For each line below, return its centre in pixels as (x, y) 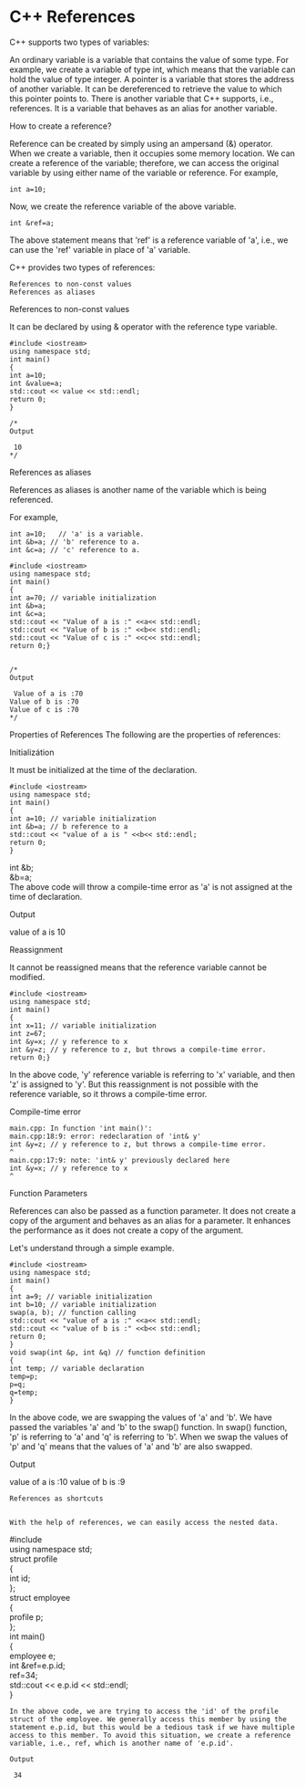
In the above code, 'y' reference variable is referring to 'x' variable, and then (152, 1074)
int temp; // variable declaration (77, 1368)
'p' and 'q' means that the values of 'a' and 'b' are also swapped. (131, 1446)
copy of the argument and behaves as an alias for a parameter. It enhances (150, 1220)
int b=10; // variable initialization (83, 1304)
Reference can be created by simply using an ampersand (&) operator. (141, 143)
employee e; (33, 1656)
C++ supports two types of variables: (80, 42)
